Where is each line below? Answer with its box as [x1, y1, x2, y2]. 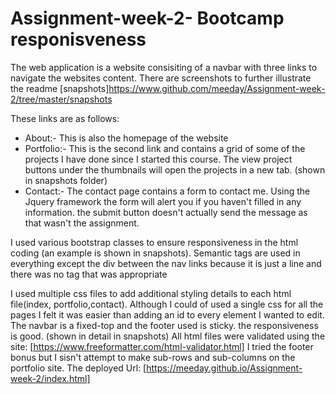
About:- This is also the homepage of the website [24, 132, 229, 144]
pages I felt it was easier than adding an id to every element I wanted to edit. [10, 308, 325, 321]
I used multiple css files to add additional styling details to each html [10, 287, 292, 299]
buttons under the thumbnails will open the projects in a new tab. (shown [24, 163, 326, 176]
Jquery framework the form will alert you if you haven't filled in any [24, 195, 302, 207]
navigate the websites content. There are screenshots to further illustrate [10, 72, 312, 84]
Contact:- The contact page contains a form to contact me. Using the [24, 185, 311, 197]
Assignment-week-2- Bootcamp [10, 7, 285, 30]
